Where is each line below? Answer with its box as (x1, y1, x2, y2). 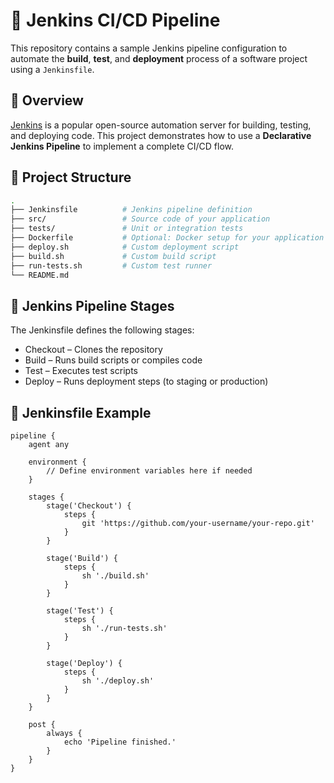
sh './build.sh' (81, 571, 150, 581)
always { (46, 729, 83, 739)
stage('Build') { (46, 554, 118, 564)
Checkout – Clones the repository (24, 344, 163, 356)
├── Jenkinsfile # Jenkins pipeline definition (10, 205, 253, 215)
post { (28, 720, 56, 730)
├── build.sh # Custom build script (10, 251, 217, 261)
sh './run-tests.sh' (81, 624, 168, 634)
